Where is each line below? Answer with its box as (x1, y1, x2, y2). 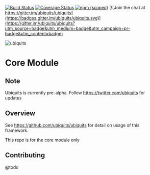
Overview (5, 109, 36, 118)
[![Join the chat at (109, 5, 146, 10)
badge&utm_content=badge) (5, 31, 63, 36)
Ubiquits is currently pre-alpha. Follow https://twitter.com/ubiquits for (5, 90, 145, 96)
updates (5, 95, 22, 100)
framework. (5, 127, 28, 133)
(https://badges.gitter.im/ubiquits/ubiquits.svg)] (5, 15, 101, 21)
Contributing (5, 151, 45, 159)
